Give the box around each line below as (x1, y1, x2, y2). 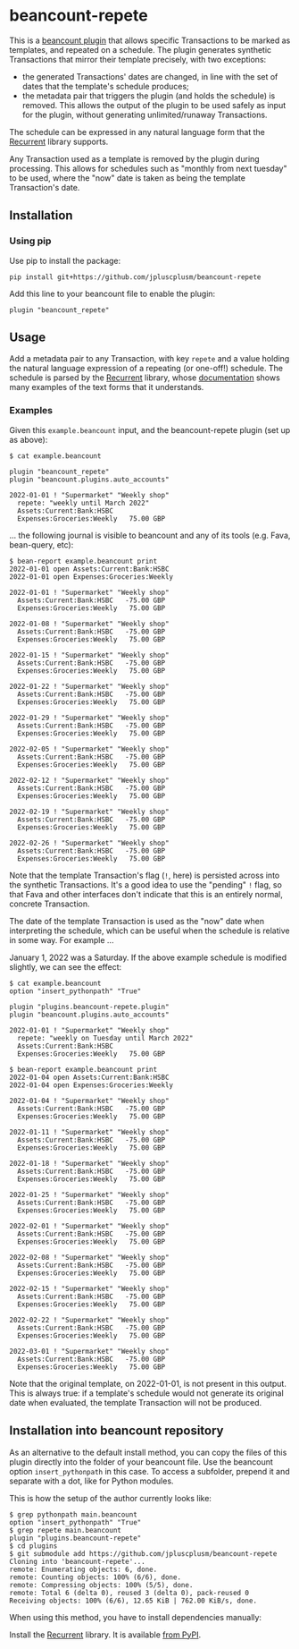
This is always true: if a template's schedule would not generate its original (9, 1388, 284, 1398)
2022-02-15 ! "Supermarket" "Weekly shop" (9, 1284, 170, 1293)
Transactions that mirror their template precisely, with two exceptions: (9, 54, 267, 64)
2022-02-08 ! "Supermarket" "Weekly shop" (9, 1253, 170, 1262)
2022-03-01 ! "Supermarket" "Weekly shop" (9, 1347, 170, 1356)
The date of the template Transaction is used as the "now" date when (9, 915, 265, 926)
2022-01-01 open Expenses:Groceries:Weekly (9, 572, 174, 582)
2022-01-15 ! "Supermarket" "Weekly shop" (9, 650, 170, 659)
